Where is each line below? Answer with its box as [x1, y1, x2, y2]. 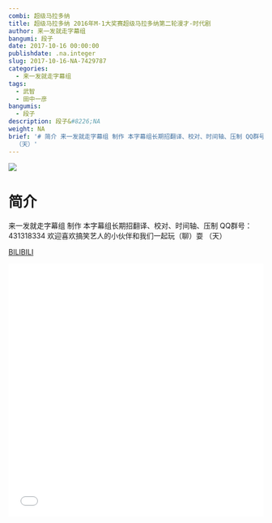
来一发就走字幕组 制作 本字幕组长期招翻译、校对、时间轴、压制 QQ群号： [8, 221, 253, 231]
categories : [8, 65, 49, 73]
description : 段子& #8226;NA [8, 118, 101, 126]
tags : [8, 79, 27, 88]
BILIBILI [8, 247, 34, 257]
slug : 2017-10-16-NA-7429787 [8, 58, 107, 66]
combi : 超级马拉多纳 [8, 11, 70, 20]
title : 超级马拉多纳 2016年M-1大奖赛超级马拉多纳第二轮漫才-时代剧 [8, 19, 211, 28]
